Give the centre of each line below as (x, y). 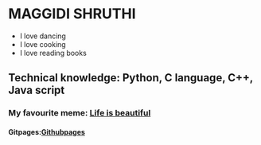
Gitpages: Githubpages (47, 131)
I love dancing (43, 36)
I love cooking (43, 44)
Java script (37, 90)
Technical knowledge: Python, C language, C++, (130, 78)
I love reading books (53, 53)
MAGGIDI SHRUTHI (72, 14)
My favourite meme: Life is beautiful (80, 113)
